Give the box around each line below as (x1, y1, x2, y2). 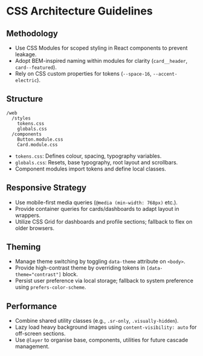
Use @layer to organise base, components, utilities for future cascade (14, 337, 188, 344)
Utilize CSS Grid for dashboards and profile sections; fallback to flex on (14, 218, 193, 225)
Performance (6, 301, 57, 311)
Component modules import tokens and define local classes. (14, 165, 166, 172)
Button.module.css (17, 136, 63, 143)
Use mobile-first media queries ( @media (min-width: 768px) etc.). (14, 198, 178, 206)
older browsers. (14, 224, 54, 231)
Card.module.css (17, 141, 59, 147)
